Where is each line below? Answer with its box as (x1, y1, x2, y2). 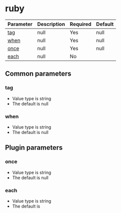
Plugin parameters (5, 143, 63, 152)
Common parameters (5, 70, 72, 78)
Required (70, 21, 92, 27)
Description (37, 21, 65, 27)
